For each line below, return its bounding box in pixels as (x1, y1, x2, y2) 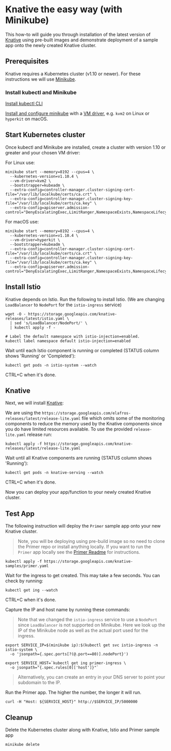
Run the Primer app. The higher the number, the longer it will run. (5, 689, 141, 696)
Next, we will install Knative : (5, 400, 64, 406)
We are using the (5, 410, 41, 416)
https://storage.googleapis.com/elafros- (42, 411, 131, 416)
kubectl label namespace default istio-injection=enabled (5, 338, 131, 344)
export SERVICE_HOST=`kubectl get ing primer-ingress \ (5, 661, 126, 666)
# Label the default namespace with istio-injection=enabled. (5, 334, 140, 339)
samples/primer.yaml (5, 563, 49, 568)
